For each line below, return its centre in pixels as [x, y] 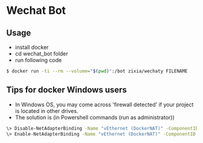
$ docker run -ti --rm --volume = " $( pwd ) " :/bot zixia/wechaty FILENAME [97, 71]
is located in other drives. [47, 111]
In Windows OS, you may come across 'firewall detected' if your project [104, 104]
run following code [38, 60]
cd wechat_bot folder [41, 54]
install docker [32, 47]
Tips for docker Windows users [66, 90]
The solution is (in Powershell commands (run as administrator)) [95, 117]
